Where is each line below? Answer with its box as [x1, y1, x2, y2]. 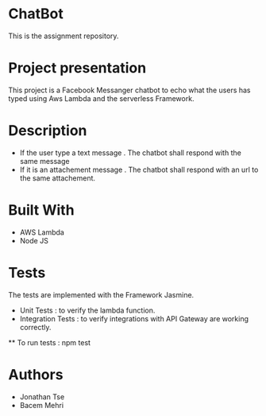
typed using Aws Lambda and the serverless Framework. [8, 93, 195, 103]
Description [8, 122, 87, 140]
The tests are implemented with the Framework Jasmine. [8, 290, 195, 299]
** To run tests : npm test [8, 337, 91, 347]
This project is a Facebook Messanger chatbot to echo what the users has [8, 85, 252, 95]
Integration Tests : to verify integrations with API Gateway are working [19, 313, 249, 323]
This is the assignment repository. [8, 31, 119, 41]
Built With [8, 201, 75, 219]
